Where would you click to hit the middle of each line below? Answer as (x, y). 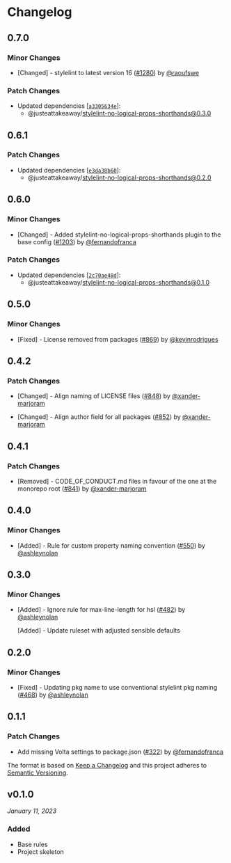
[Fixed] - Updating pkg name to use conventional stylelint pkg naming (117, 687)
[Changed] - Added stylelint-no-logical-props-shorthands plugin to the (119, 235)
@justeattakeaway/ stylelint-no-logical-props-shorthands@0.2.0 (119, 177)
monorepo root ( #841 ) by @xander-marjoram (82, 489)
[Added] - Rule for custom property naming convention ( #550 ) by (111, 545)
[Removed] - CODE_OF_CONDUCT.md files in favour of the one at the (117, 481)
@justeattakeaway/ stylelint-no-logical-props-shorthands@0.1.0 (119, 282)
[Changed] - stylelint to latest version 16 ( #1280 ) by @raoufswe (108, 72)
